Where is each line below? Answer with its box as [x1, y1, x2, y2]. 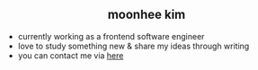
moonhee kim [107, 7, 186, 22]
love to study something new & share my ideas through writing [17, 40, 250, 51]
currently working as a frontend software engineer [17, 31, 205, 41]
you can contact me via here [17, 49, 124, 61]
